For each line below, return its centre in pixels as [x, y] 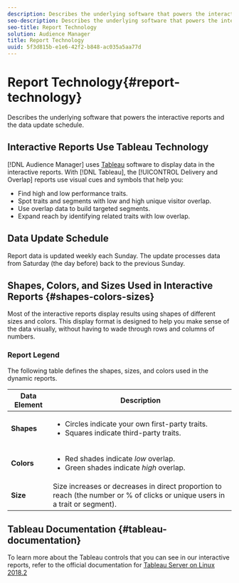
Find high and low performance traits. [73, 193]
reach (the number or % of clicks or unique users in [139, 495]
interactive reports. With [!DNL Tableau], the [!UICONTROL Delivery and [113, 172]
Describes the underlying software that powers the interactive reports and [116, 117]
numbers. [21, 336]
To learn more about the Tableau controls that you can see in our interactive [118, 557]
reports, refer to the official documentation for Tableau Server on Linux [111, 565]
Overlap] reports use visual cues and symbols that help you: [95, 180]
